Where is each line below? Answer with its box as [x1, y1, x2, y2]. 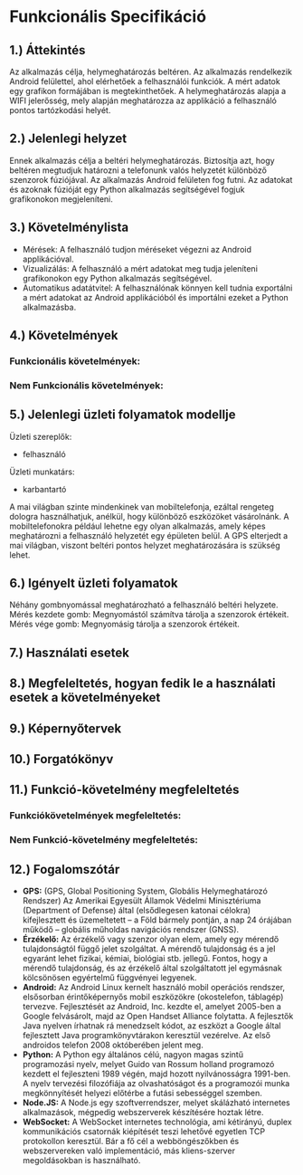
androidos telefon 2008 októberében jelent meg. [22, 1039, 204, 1051]
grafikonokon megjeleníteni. [9, 193, 113, 205]
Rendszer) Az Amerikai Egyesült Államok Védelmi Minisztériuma [22, 895, 261, 906]
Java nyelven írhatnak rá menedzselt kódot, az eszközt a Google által [22, 1020, 281, 1031]
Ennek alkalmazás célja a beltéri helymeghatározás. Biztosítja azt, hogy [9, 155, 275, 166]
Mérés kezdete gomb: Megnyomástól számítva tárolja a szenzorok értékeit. [9, 609, 289, 620]
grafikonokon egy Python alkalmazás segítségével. [22, 272, 213, 283]
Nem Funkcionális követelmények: [9, 378, 165, 391]
